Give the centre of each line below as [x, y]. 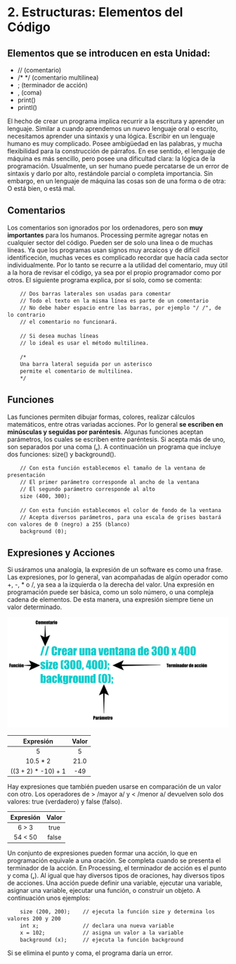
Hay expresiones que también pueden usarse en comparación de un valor [114, 787]
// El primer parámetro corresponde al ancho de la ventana [110, 482]
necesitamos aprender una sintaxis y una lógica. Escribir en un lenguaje [111, 136]
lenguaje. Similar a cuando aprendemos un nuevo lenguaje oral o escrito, [113, 129]
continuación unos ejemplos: [49, 898]
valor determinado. [35, 607]
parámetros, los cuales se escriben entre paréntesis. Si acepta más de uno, [116, 439]
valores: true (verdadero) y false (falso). [65, 802]
